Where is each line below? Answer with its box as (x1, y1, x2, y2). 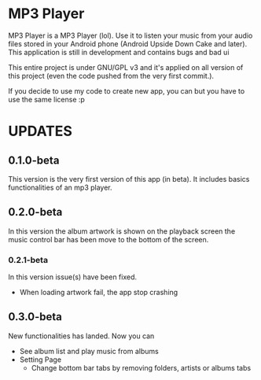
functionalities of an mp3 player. (8, 183, 112, 192)
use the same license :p (8, 94, 85, 104)
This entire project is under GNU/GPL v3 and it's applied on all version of (8, 62, 244, 72)
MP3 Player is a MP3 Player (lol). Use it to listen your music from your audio (8, 31, 253, 40)
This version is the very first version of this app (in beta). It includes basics (8, 174, 250, 183)
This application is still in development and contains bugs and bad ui (8, 47, 230, 57)
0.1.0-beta (8, 153, 60, 167)
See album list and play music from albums (19, 346, 159, 356)
